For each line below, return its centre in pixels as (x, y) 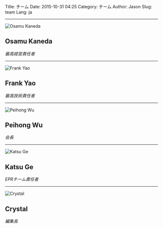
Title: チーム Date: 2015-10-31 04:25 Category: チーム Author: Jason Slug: (79, 7)
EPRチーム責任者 (22, 179)
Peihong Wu (24, 125)
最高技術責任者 (20, 95)
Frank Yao (20, 83)
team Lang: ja (19, 12)
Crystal (16, 209)
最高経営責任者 (20, 53)
